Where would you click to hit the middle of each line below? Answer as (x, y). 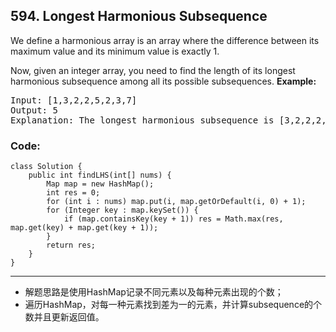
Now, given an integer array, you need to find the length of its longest (153, 70)
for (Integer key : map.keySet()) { (122, 210)
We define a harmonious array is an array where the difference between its (165, 40)
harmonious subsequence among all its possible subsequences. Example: (163, 81)
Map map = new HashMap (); (100, 184)
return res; (71, 245)
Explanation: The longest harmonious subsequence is (142, 120)
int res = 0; (73, 193)
